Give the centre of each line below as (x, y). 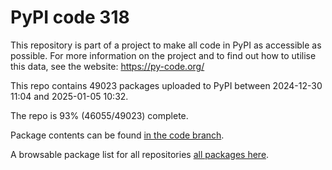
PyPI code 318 (70, 17)
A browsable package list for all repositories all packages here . (140, 154)
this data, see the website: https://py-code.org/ (107, 66)
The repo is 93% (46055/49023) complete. (99, 115)
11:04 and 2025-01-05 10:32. (69, 96)
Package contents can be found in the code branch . (117, 135)
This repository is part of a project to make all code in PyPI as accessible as (166, 45)
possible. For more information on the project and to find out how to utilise (163, 55)
